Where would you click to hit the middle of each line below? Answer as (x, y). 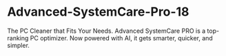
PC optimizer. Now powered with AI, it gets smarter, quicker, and (122, 38)
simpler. (18, 45)
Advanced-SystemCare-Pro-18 (98, 12)
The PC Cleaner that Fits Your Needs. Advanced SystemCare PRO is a (106, 31)
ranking (18, 38)
